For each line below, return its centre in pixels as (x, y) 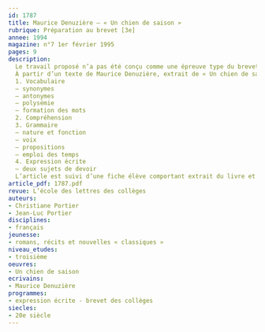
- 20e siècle (30, 315)
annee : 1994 (28, 37)
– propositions (40, 147)
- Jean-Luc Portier (40, 213)
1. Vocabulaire (40, 81)
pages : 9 (22, 52)
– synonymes (35, 89)
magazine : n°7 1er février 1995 (61, 45)
